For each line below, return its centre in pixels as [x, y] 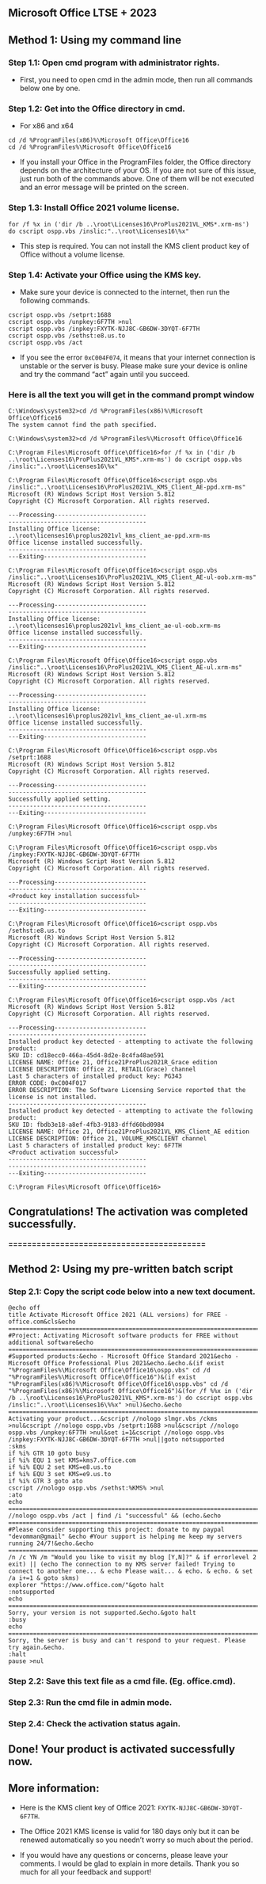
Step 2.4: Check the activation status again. [95, 1723]
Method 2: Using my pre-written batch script [121, 1269]
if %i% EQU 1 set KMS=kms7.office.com [72, 1460]
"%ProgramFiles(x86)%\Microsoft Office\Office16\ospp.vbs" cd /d [118, 1384]
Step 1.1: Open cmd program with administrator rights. [114, 63]
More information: [54, 1789]
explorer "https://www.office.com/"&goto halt [86, 1585]
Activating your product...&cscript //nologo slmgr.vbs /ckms [113, 1418]
